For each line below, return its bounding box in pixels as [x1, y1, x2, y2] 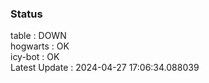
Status [10, 7, 43, 21]
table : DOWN [10, 30, 67, 42]
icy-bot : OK [10, 51, 60, 63]
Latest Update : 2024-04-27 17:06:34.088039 [10, 62, 200, 74]
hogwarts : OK [10, 40, 70, 52]
